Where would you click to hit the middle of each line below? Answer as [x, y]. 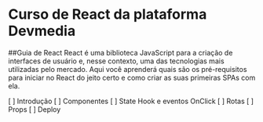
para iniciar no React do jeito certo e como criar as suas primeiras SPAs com [132, 77]
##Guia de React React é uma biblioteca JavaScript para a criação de [121, 52]
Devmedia [42, 31]
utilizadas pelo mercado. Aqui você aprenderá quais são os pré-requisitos [128, 69]
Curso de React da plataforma [108, 14]
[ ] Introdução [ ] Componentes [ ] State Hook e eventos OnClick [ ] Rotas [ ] [131, 101]
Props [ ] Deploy [35, 109]
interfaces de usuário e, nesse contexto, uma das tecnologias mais [117, 61]
